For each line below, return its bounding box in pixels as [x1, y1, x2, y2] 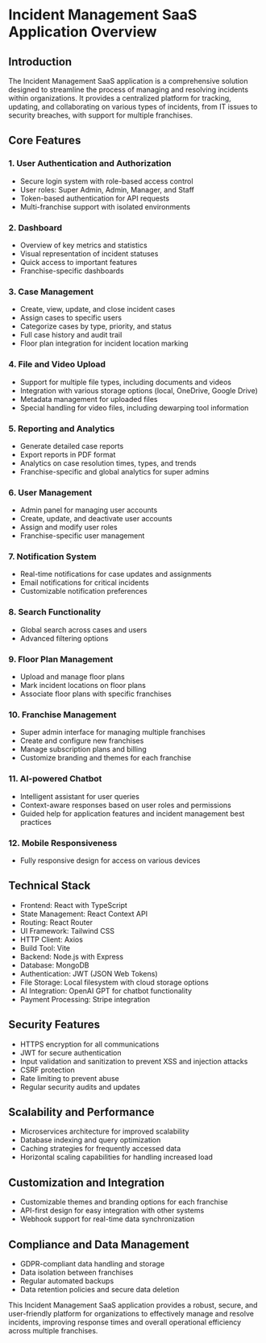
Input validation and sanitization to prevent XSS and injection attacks [19, 1056, 248, 1066]
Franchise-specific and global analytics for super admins [19, 466, 210, 476]
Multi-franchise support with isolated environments [19, 201, 191, 211]
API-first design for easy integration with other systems [19, 1206, 205, 1216]
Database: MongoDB [19, 960, 89, 970]
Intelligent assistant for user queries [19, 791, 139, 801]
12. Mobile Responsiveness [8, 837, 118, 848]
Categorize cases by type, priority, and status [19, 321, 172, 331]
